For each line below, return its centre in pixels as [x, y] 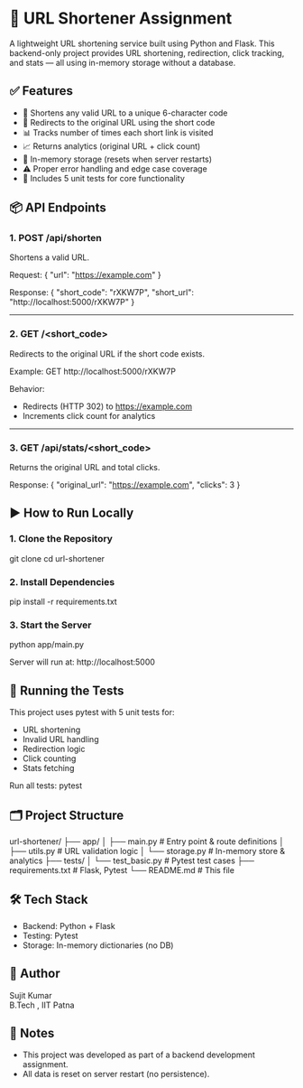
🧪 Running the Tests [67, 690]
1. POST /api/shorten [55, 238]
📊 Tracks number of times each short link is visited [118, 132]
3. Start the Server [50, 625]
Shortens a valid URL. [50, 257]
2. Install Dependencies [62, 581]
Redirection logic [54, 749]
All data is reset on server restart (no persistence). [116, 1074]
